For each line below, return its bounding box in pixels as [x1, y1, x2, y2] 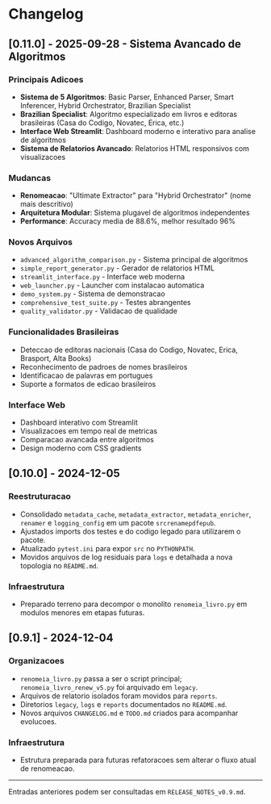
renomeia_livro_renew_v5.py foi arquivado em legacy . [19, 682, 198, 692]
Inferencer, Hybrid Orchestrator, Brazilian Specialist [19, 100, 191, 110]
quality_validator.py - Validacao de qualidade [19, 306, 177, 316]
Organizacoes [8, 655, 65, 667]
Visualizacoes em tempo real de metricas [19, 426, 158, 436]
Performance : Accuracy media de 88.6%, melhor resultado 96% [19, 216, 236, 226]
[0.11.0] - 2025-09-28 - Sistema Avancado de [8, 37, 242, 51]
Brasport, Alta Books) [19, 353, 92, 363]
